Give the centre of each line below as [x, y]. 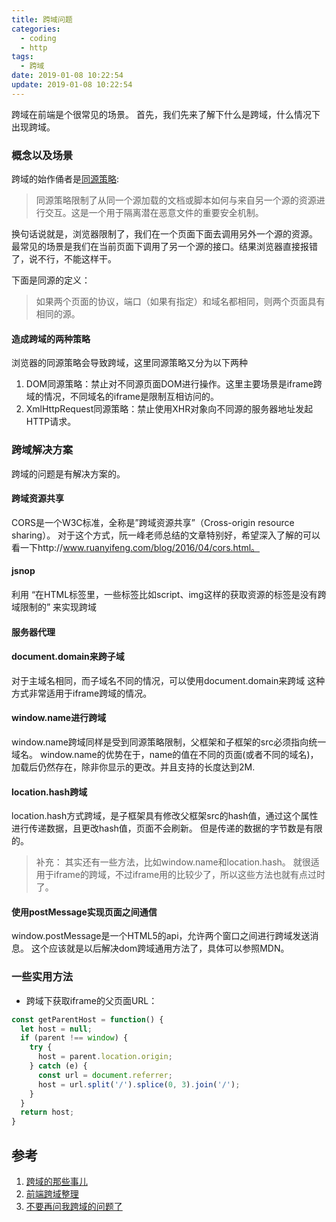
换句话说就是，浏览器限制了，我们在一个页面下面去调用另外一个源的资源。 [164, 234]
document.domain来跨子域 [68, 657]
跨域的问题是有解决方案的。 [68, 473]
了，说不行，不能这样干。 [64, 259]
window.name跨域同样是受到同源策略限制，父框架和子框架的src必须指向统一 [169, 742]
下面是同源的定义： [51, 280]
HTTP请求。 [51, 422]
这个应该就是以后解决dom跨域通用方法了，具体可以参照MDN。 [160, 948]
